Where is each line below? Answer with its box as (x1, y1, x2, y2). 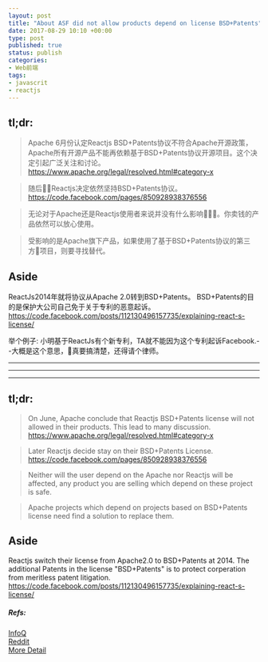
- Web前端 (8, 64, 38, 72)
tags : (8, 71, 26, 79)
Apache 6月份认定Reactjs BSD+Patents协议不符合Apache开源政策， (27, 138, 253, 148)
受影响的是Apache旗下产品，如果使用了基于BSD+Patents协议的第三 (27, 236, 251, 246)
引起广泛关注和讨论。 (34, 158, 105, 168)
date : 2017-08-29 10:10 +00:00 (8, 26, 112, 34)
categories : (8, 57, 48, 65)
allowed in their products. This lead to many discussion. (27, 422, 211, 431)
